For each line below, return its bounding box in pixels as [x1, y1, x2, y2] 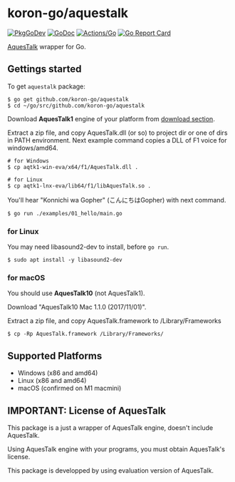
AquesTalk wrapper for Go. [7, 42, 87, 51]
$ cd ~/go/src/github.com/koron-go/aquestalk [7, 102, 145, 109]
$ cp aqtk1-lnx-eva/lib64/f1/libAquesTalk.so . [7, 182, 152, 190]
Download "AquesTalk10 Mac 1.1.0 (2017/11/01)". [7, 303, 147, 312]
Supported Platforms [7, 349, 103, 361]
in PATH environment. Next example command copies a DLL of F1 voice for [7, 135, 227, 144]
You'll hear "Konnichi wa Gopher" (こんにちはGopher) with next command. [7, 195, 226, 204]
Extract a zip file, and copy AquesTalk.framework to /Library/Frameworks [7, 317, 222, 325]
